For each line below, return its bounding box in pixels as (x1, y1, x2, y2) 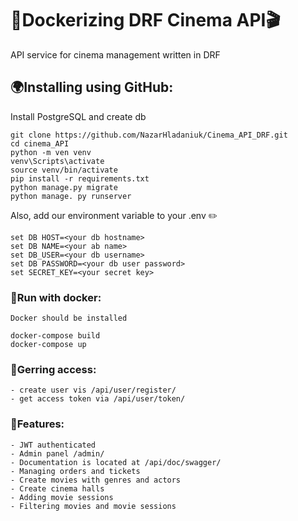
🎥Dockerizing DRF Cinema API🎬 (10, 9, 281, 32)
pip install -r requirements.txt (10, 173, 150, 184)
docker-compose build (10, 331, 101, 341)
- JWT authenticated (10, 440, 97, 450)
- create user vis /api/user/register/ (10, 385, 177, 396)
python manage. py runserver (10, 191, 132, 201)
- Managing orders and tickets (10, 466, 141, 476)
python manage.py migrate (10, 182, 118, 192)
